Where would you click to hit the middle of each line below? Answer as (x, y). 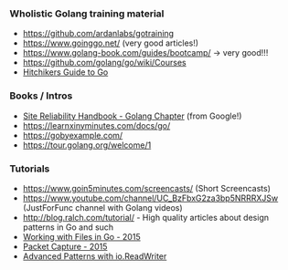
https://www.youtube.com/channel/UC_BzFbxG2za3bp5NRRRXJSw (150, 198)
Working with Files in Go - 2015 (81, 236)
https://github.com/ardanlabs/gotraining (98, 34)
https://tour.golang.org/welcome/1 (87, 145)
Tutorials (30, 169)
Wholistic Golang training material (87, 14)
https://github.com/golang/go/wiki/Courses (104, 63)
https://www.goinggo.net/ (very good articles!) (111, 43)
